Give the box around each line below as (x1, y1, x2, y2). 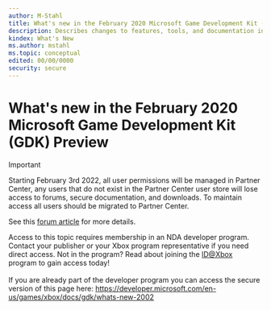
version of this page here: (8, 283, 94, 293)
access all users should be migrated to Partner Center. (8, 200, 190, 210)
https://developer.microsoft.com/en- (95, 283, 216, 293)
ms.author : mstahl (8, 42, 70, 50)
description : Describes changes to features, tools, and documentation (8, 27, 254, 35)
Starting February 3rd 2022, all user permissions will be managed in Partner (8, 175, 261, 185)
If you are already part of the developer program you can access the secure (8, 275, 261, 284)
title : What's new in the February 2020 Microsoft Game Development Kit (8, 19, 258, 27)
